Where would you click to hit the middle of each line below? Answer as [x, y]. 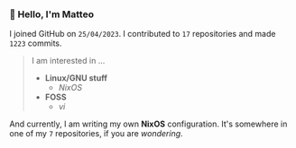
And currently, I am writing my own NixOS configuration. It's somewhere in [148, 124]
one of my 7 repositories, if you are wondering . [96, 134]
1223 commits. [36, 43]
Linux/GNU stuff [76, 78]
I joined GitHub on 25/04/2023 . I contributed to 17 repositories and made [143, 34]
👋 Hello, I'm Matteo [52, 14]
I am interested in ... [68, 61]
